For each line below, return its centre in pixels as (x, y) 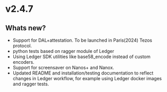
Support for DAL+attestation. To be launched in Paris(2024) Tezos (82, 40)
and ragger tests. (31, 84)
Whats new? (26, 28)
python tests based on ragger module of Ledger (63, 51)
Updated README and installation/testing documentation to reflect (83, 73)
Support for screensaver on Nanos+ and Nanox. (63, 68)
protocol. (22, 46)
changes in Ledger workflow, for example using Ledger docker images (87, 78)
